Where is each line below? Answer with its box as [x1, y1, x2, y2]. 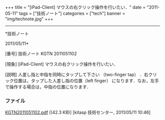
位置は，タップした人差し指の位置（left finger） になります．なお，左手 [13, 78, 160, 84]
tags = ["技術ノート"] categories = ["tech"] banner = [19, 10, 126, 16]
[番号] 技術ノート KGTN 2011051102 [5, 51, 77, 57]
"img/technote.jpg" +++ [5, 16, 54, 22]
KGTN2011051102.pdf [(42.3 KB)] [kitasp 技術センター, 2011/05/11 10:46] [5, 110, 151, 116]
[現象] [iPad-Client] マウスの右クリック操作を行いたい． [5, 61, 118, 67]
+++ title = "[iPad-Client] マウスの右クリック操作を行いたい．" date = [5, 4, 146, 10]
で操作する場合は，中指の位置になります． [5, 84, 91, 90]
